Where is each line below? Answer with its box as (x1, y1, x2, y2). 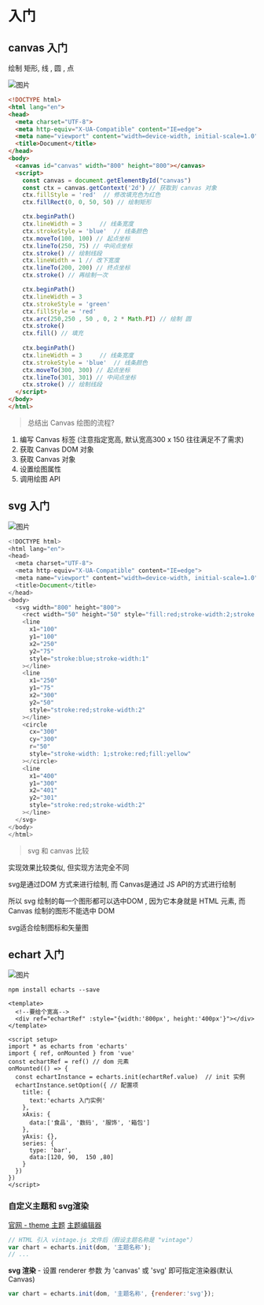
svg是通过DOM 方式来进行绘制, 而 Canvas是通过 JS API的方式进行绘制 (8, 879, 236, 889)
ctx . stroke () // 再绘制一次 (22, 271, 108, 280)
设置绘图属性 (19, 464, 61, 474)
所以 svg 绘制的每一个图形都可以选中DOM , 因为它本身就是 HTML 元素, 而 (8, 896, 246, 905)
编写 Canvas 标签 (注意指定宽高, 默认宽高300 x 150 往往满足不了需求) (19, 434, 244, 444)
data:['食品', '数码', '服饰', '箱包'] (28, 1119, 151, 1127)
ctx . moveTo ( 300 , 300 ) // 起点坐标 (22, 366, 131, 374)
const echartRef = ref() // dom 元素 (8, 1058, 130, 1066)
